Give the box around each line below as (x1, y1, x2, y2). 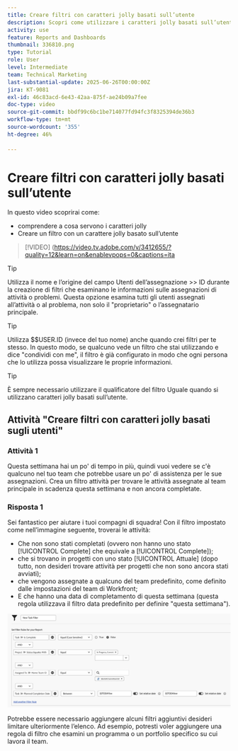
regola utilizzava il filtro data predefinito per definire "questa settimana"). (17, 600, 231, 608)
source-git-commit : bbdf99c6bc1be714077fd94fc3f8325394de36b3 (7, 108, 195, 116)
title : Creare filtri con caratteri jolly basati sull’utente (7, 11, 195, 18)
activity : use (7, 26, 50, 33)
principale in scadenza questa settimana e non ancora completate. (7, 485, 202, 493)
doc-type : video (7, 101, 55, 108)
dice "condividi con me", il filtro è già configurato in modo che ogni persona (7, 350, 228, 359)
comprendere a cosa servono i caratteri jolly (17, 222, 147, 230)
